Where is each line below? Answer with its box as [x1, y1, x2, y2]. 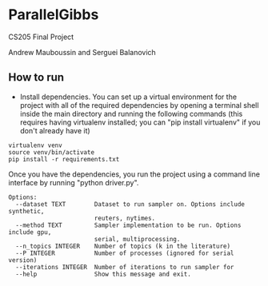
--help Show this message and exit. [15, 270, 192, 278]
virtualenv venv [8, 141, 62, 149]
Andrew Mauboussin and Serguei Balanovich [8, 47, 156, 57]
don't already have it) [19, 125, 90, 135]
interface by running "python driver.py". [8, 177, 139, 187]
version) [8, 256, 38, 264]
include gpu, [8, 228, 52, 236]
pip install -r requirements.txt [8, 155, 120, 163]
